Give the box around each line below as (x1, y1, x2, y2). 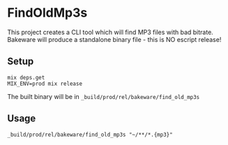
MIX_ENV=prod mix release (7, 80, 82, 87)
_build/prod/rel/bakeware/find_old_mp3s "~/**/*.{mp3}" (7, 131, 173, 138)
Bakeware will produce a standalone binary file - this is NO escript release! (7, 35, 222, 43)
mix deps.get (7, 74, 45, 81)
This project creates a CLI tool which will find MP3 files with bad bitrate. (7, 28, 214, 36)
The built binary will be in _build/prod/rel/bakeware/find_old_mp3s (7, 92, 200, 100)
